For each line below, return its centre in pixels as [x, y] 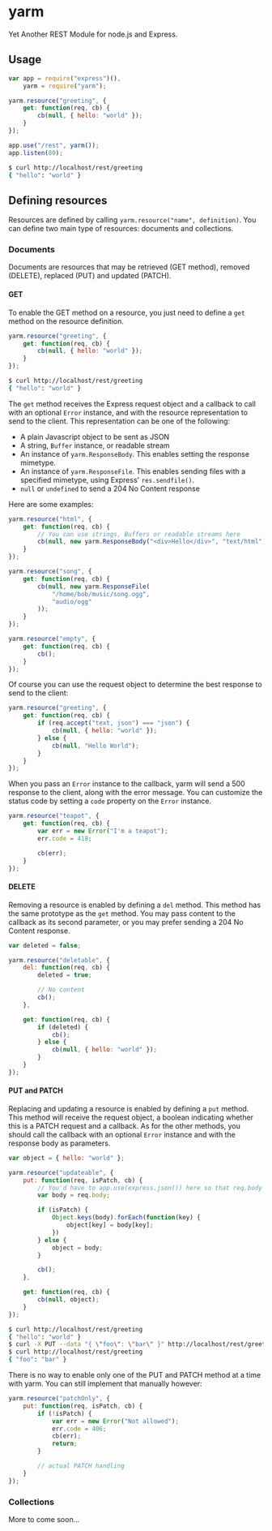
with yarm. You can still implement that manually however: [105, 1384]
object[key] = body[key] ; [110, 1225]
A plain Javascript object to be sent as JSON [95, 437]
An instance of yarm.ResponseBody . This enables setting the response [134, 454]
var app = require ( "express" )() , [65, 78]
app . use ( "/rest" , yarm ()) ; [54, 145]
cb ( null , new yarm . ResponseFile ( [94, 587]
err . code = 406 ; [79, 1429]
